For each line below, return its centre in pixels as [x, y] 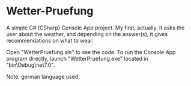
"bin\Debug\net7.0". [31, 65]
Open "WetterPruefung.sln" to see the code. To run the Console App [91, 52]
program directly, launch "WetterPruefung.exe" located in [77, 58]
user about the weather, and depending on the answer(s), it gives [87, 34]
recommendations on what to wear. [50, 40]
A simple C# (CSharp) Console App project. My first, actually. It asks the [95, 28]
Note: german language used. [43, 76]
